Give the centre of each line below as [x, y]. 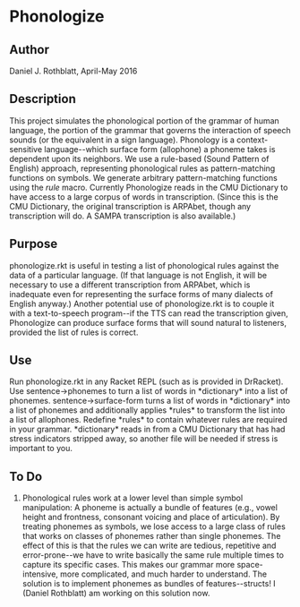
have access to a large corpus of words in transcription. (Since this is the [144, 197]
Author [29, 50]
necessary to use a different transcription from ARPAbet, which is [130, 285]
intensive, [40, 574]
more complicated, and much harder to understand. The [163, 574]
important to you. [41, 449]
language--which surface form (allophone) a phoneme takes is [160, 149]
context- [253, 140]
